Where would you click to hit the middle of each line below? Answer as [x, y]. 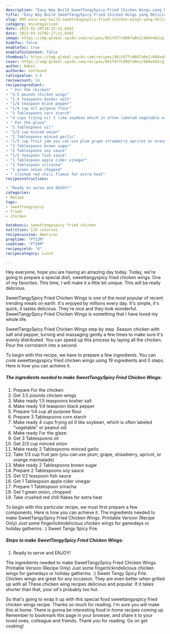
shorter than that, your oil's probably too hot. [52, 590]
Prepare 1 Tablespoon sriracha [45, 487]
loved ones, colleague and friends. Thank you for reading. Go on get [77, 621]
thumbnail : [17, 57]
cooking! [15, 626]
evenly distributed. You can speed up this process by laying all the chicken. [84, 340]
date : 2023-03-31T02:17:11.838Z [40, 33]
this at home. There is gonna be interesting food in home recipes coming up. [85, 610]
